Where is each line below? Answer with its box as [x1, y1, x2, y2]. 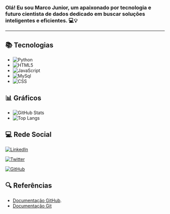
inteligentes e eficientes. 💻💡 [5, 17, 78, 24]
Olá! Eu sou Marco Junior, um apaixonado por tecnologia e [5, 4, 152, 11]
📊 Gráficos [5, 93, 41, 102]
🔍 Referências [5, 182, 52, 190]
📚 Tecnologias [5, 41, 54, 49]
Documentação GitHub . [12, 197, 62, 203]
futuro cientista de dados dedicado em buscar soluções [5, 10, 145, 17]
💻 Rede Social [5, 130, 52, 139]
